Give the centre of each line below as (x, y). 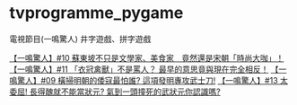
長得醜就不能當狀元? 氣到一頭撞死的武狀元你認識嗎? (125, 92)
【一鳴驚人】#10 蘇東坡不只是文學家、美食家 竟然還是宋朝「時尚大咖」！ (147, 57)
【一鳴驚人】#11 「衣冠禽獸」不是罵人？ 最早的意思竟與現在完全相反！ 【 (144, 69)
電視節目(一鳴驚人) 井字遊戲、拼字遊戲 (80, 39)
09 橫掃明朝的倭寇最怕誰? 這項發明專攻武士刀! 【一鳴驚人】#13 (162, 80)
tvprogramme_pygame (96, 13)
